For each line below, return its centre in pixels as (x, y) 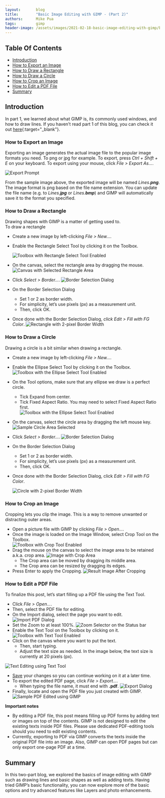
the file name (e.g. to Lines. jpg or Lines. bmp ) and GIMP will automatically (79, 193)
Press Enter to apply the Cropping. (47, 571)
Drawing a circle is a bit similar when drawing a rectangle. (63, 348)
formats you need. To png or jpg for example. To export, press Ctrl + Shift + (82, 158)
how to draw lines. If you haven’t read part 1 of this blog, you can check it (79, 124)
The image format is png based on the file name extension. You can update (81, 188)
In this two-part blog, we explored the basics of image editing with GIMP (78, 775)
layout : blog (25, 10)
